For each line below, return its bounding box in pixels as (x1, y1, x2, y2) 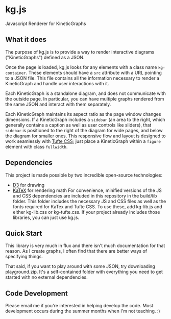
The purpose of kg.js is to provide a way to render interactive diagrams (5, 48, 155, 55)
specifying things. (5, 254, 43, 260)
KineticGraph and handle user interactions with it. (5, 80, 109, 86)
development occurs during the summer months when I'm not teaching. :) (5, 308, 160, 314)
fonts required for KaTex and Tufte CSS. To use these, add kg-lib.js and (12, 203, 162, 210)
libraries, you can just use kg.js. (12, 214, 80, 220)
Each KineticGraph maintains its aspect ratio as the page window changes (5, 111, 161, 117)
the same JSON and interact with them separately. (5, 101, 111, 107)
